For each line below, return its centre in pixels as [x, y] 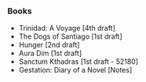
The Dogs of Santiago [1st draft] [70, 36]
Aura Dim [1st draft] [50, 54]
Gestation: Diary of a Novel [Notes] [75, 70]
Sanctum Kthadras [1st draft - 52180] [78, 61]
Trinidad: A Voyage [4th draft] [67, 28]
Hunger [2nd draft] [49, 45]
